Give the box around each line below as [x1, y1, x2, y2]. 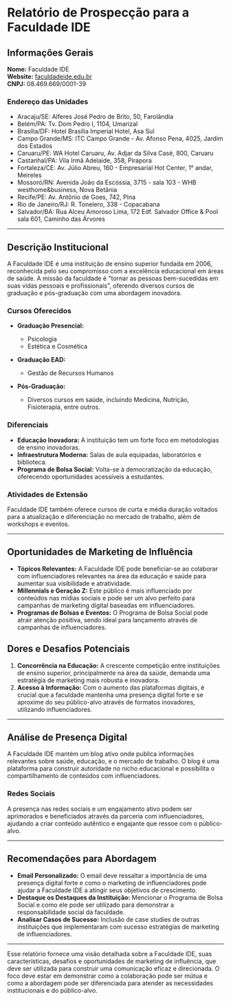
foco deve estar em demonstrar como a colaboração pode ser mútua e [7, 971, 208, 980]
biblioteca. [16, 458, 47, 466]
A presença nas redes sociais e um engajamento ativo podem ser [7, 804, 192, 813]
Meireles [16, 171, 43, 180]
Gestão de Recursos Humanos [27, 369, 114, 377]
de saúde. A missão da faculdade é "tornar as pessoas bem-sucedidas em [7, 274, 219, 283]
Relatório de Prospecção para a [7, 5, 190, 21]
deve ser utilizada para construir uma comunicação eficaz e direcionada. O [7, 964, 220, 972]
